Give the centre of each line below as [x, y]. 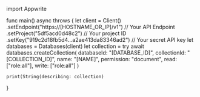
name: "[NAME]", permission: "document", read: [117, 59]
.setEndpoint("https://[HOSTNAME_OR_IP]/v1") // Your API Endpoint [91, 27]
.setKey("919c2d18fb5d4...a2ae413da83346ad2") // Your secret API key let [100, 40]
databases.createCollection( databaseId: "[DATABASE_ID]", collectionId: [96, 53]
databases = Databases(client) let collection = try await [75, 46]
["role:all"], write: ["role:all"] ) [43, 65]
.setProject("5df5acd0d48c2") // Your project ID [66, 33]
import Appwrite [27, 9]
